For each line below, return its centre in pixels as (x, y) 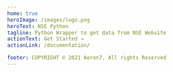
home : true (23, 13)
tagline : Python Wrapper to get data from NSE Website (87, 33)
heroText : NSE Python (38, 26)
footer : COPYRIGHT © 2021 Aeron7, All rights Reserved (87, 58)
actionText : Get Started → (45, 39)
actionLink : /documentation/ (49, 45)
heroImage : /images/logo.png (49, 20)
